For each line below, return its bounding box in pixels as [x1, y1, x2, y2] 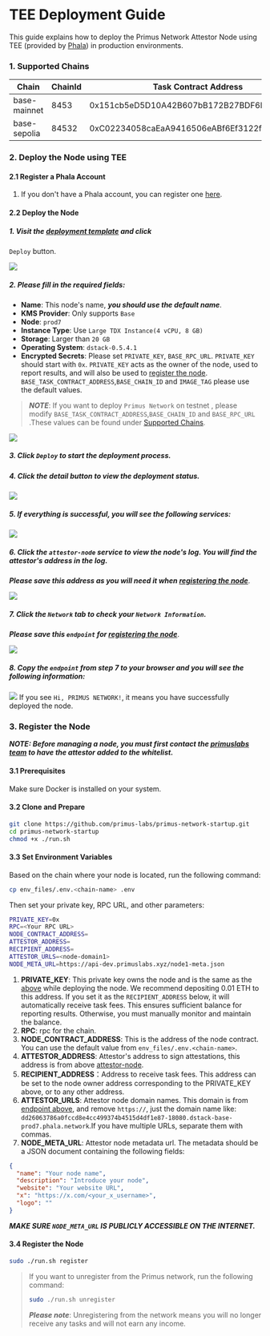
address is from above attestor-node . [20, 1060, 144, 1069]
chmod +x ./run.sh [9, 835, 71, 843]
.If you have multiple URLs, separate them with [88, 1121, 244, 1130]
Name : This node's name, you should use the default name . [20, 300, 223, 309]
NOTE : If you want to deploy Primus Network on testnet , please [28, 400, 238, 410]
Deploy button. [9, 246, 57, 256]
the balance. [20, 1017, 62, 1027]
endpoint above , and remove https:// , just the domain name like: [20, 1104, 237, 1113]
